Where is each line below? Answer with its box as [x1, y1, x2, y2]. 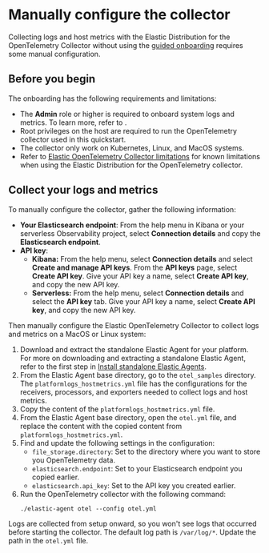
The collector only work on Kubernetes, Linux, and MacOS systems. [19, 142, 244, 153]
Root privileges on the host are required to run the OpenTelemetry [19, 126, 238, 135]
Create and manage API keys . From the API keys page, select [31, 262, 238, 272]
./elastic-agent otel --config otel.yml [19, 504, 157, 513]
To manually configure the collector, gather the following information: [8, 204, 236, 214]
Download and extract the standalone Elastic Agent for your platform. [19, 344, 249, 354]
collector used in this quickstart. [19, 134, 126, 144]
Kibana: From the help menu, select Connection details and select [31, 254, 254, 263]
